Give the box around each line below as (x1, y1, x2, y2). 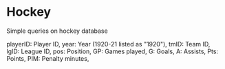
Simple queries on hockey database (6, 27, 108, 35)
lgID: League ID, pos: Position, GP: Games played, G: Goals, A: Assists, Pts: (6, 47, 218, 55)
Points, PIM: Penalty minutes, (6, 54, 89, 62)
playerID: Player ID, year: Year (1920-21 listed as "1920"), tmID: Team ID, (6, 40, 211, 48)
